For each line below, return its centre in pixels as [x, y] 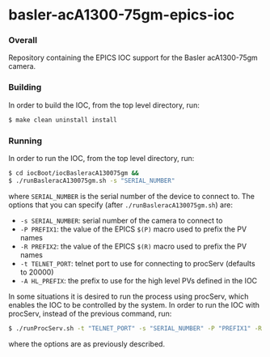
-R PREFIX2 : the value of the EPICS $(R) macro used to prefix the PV [133, 246]
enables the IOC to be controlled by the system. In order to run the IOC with [134, 304]
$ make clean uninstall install [63, 120]
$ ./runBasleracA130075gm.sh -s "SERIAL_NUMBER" [92, 181]
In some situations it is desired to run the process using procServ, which [129, 296]
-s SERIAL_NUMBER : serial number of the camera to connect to [121, 220]
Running [25, 141]
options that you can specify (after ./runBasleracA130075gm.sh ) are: [120, 205]
